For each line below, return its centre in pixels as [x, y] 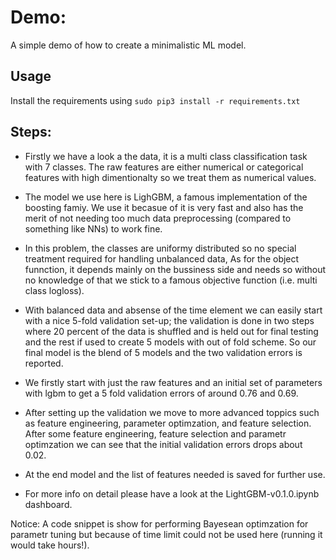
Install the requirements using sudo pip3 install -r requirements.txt [155, 100]
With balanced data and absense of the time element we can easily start [173, 310]
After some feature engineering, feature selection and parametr [155, 433]
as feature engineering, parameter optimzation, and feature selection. [168, 423]
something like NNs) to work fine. [93, 228]
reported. [44, 363]
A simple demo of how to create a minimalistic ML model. [128, 45]
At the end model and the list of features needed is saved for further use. [175, 474]
